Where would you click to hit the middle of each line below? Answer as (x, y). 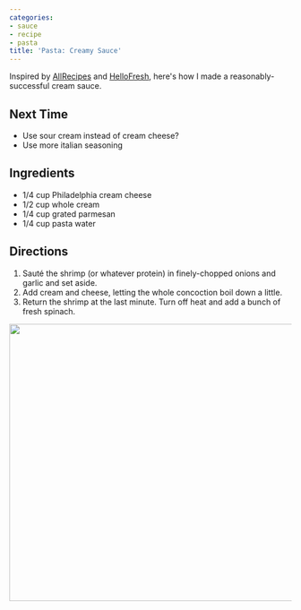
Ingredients (42, 173)
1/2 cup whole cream (61, 204)
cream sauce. (77, 86)
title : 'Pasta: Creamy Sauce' (66, 51)
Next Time (39, 114)
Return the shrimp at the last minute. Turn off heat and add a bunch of (151, 302)
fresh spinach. (49, 311)
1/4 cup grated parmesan (69, 214)
